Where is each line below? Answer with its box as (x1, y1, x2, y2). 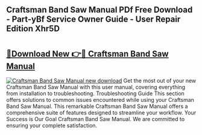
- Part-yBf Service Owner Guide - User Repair (6, 14, 181, 25)
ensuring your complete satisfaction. (6, 122, 98, 129)
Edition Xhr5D (6, 24, 60, 34)
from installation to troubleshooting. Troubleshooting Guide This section (6, 90, 185, 97)
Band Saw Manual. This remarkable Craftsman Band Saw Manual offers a (6, 102, 188, 110)
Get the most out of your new (123, 77, 197, 84)
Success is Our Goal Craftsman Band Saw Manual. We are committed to (6, 116, 185, 122)
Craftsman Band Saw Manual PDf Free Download (6, 5, 193, 15)
